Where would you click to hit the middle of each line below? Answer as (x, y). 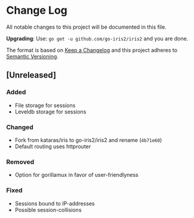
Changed (20, 127)
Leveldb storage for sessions (50, 112)
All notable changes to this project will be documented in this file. (87, 27)
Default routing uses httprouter (53, 146)
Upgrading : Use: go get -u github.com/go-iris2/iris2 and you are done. (97, 38)
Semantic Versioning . (32, 56)
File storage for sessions (45, 105)
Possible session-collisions (48, 210)
